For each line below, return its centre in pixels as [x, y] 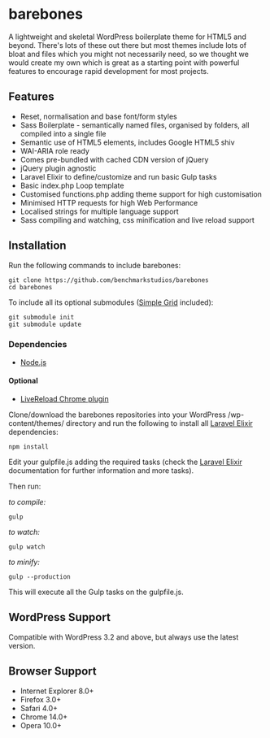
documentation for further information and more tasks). [101, 471]
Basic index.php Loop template [72, 185]
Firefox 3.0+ [41, 699]
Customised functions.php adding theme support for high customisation [141, 194]
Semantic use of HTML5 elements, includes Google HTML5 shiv [127, 142]
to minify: [24, 562]
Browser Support [53, 671]
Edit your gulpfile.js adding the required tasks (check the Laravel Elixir [125, 462]
